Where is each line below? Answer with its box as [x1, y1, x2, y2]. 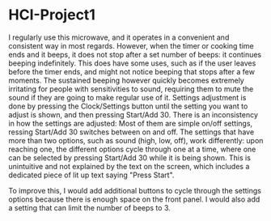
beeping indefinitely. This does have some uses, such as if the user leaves [8, 58, 256, 68]
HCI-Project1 [8, 6, 95, 24]
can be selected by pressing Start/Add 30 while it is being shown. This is [8, 152, 251, 163]
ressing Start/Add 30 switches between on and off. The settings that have [8, 127, 255, 137]
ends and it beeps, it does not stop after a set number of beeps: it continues [8, 49, 261, 59]
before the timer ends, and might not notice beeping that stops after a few [8, 66, 255, 76]
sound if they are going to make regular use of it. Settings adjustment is [8, 92, 247, 102]
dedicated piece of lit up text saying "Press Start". [8, 170, 175, 180]
